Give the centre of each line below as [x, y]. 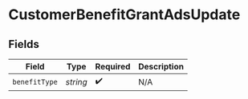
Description [161, 67]
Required [113, 67]
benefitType [35, 82]
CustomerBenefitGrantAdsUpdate [124, 15]
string [77, 81]
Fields [24, 44]
